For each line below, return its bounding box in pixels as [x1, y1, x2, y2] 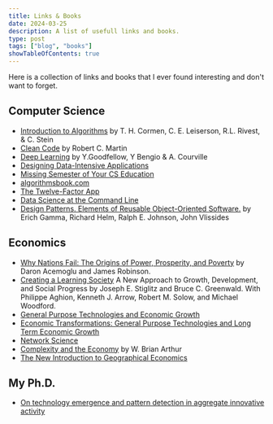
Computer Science [8, 104, 106, 118]
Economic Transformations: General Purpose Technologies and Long [19, 318, 252, 328]
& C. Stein [19, 134, 54, 144]
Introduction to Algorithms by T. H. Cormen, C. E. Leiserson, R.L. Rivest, [19, 125, 261, 135]
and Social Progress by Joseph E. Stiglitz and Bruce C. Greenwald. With [19, 283, 262, 293]
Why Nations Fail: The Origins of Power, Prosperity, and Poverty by [19, 257, 245, 267]
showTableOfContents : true [8, 50, 100, 58]
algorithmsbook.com [19, 177, 90, 187]
